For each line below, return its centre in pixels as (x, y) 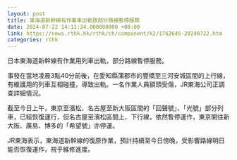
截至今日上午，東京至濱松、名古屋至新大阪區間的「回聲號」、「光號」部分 (112, 108)
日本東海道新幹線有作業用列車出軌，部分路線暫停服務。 (87, 61)
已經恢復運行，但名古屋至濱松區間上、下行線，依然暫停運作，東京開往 (121, 117)
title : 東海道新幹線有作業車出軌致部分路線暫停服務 (73, 20)
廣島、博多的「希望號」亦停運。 (72, 126)
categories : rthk (33, 40)
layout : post (26, 14)
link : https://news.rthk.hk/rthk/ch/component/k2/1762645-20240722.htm (115, 33)
